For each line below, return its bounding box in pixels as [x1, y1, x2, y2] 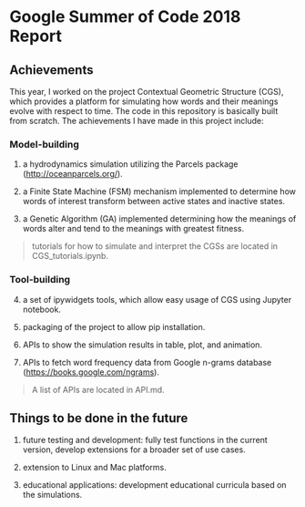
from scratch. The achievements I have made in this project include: [9, 116, 264, 126]
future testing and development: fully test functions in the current [22, 435, 269, 446]
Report [9, 26, 62, 47]
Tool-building [9, 274, 71, 286]
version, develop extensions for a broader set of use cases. [22, 444, 246, 455]
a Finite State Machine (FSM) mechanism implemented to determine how [22, 186, 296, 197]
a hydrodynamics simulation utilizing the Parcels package [22, 159, 239, 170]
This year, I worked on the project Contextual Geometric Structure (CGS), [9, 87, 284, 97]
